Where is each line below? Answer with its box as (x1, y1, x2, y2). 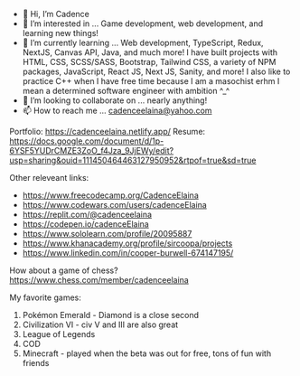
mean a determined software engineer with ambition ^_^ (22, 86, 230, 96)
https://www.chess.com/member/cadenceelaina (9, 275, 190, 285)
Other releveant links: (9, 173, 89, 183)
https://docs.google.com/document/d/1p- (9, 136, 164, 146)
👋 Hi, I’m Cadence (22, 9, 90, 19)
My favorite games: (9, 292, 81, 303)
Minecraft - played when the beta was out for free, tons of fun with (22, 348, 272, 359)
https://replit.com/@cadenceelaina (22, 209, 152, 220)
